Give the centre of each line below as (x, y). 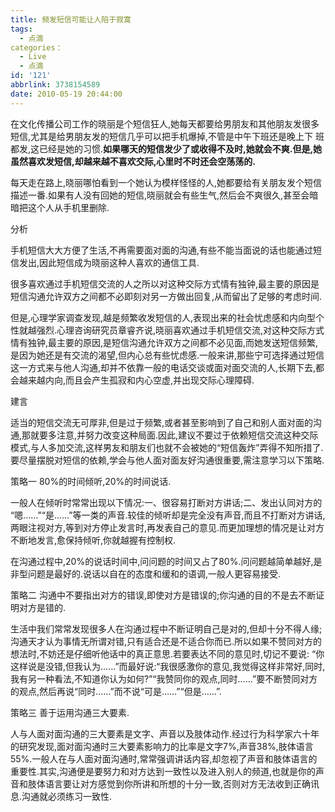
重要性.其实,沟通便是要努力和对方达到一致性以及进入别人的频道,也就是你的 (163, 771)
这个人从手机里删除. (68, 207)
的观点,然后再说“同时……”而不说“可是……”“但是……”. (116, 691)
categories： (36, 47)
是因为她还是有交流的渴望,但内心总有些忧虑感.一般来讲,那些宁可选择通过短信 (167, 355)
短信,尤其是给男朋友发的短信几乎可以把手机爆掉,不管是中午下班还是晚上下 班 (167, 136)
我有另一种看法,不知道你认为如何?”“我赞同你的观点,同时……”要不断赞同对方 (164, 678)
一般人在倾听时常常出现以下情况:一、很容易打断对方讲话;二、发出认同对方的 (166, 502)
